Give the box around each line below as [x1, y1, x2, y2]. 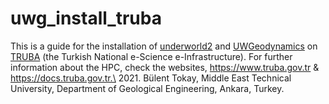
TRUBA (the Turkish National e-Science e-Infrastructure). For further [10, 50, 293, 62]
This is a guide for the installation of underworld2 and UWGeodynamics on [10, 40, 318, 52]
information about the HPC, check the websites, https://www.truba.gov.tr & [10, 61, 320, 73]
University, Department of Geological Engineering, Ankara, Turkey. [10, 82, 285, 94]
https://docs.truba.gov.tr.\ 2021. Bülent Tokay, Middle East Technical [10, 72, 292, 84]
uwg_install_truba [10, 7, 162, 30]
